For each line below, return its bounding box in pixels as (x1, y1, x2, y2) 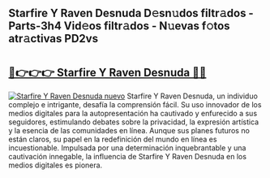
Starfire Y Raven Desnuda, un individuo (126, 91, 258, 101)
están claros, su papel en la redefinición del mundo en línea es (8, 134, 217, 144)
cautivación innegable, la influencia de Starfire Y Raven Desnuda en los (8, 152, 247, 161)
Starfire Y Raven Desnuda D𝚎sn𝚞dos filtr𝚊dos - (8, 7, 254, 20)
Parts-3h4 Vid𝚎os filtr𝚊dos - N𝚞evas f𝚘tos (8, 20, 230, 33)
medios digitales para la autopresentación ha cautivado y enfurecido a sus (8, 109, 258, 118)
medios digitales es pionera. (8, 160, 103, 170)
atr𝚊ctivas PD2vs (8, 32, 99, 46)
